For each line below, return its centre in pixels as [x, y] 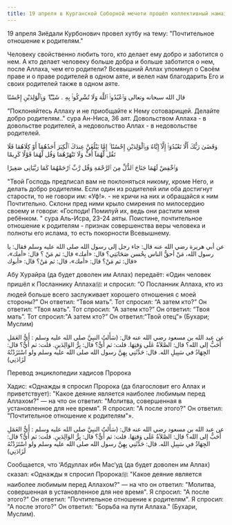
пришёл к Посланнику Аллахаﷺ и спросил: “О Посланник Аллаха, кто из [115, 284]
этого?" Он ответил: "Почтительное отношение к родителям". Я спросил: [116, 499]
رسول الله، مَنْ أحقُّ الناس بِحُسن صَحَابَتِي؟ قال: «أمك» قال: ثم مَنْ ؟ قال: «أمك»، [110, 253]
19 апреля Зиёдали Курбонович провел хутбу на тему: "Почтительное [111, 33]
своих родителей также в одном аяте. [64, 83]
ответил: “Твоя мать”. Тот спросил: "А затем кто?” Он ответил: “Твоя [108, 309]
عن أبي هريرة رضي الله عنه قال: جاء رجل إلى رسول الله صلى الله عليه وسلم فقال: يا [116, 246]
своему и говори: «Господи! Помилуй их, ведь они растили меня [104, 211]
